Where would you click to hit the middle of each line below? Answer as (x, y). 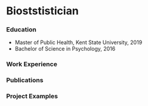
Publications (25, 80)
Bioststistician (42, 11)
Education (21, 30)
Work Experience (32, 64)
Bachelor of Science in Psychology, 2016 (65, 49)
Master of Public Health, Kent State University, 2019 (78, 42)
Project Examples (32, 96)
